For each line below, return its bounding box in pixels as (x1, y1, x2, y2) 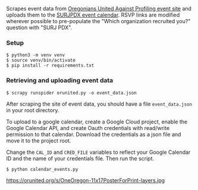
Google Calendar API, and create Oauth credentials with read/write (6, 124, 170, 131)
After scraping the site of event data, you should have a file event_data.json (6, 100, 192, 107)
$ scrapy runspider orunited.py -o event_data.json (6, 90, 137, 96)
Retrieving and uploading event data (6, 77, 114, 85)
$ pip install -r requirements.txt (6, 62, 95, 69)
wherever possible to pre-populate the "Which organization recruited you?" (6, 18, 191, 24)
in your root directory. (6, 106, 59, 113)
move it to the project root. (6, 137, 71, 144)
